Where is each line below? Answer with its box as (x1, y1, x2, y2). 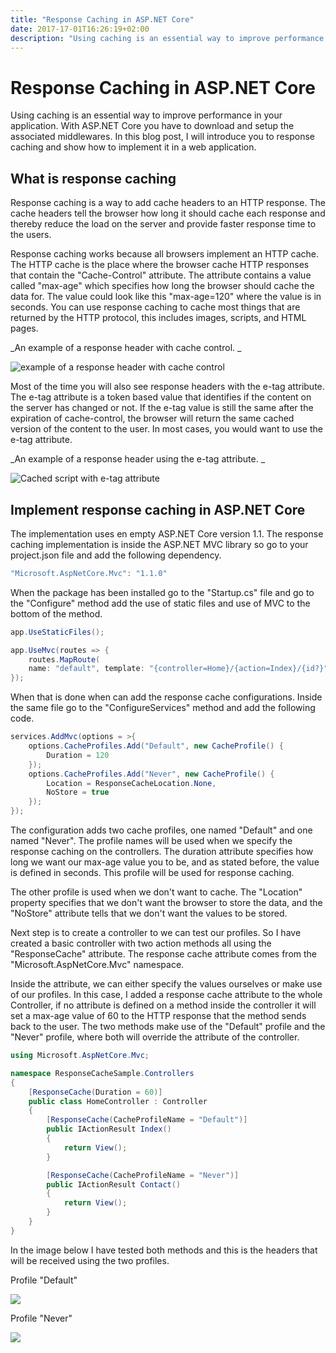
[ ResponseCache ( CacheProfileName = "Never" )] (46, 1170, 240, 1180)
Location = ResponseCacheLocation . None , (46, 778, 217, 788)
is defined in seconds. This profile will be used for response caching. (10, 867, 295, 879)
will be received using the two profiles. (10, 1254, 170, 1266)
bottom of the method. (10, 607, 103, 620)
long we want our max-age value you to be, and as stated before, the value (10, 856, 320, 868)
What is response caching (10, 170, 177, 187)
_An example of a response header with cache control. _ (10, 342, 242, 354)
